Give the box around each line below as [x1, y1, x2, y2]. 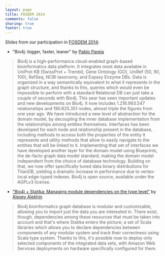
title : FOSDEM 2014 [5, 12, 45, 17]
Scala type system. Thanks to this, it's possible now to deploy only [17, 235, 153, 241]
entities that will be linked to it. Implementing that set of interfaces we [17, 142, 159, 148]
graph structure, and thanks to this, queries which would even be [17, 85, 149, 90]
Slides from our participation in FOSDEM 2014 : [5, 39, 99, 45]
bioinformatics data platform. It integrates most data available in [17, 64, 147, 70]
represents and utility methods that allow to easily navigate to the [17, 137, 150, 143]
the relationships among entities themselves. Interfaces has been [17, 122, 150, 128]
